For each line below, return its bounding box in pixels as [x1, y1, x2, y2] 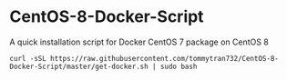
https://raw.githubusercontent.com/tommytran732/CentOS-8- [49, 54, 280, 63]
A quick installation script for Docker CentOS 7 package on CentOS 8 [9, 36, 269, 47]
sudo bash [159, 62, 198, 71]
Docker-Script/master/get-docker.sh [9, 62, 149, 71]
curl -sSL [9, 54, 47, 63]
